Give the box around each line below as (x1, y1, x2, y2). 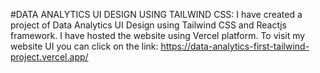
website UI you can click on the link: (10, 40, 159, 52)
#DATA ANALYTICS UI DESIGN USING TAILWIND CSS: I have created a (10, 9, 303, 20)
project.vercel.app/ (10, 51, 89, 63)
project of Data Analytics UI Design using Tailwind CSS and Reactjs (10, 19, 287, 31)
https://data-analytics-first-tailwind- (160, 40, 310, 52)
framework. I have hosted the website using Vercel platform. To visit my (10, 30, 306, 41)
